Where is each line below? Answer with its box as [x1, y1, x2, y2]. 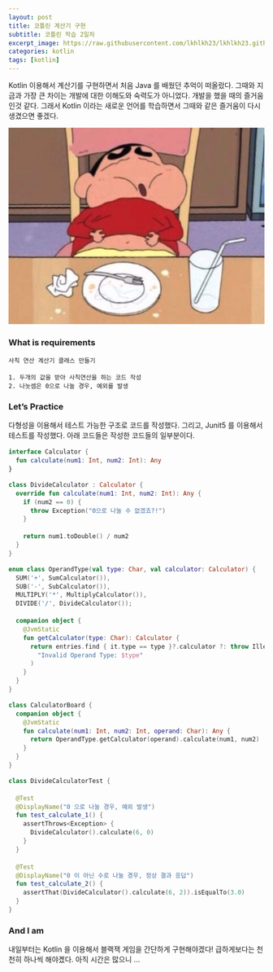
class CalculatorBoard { [8, 701, 93, 709]
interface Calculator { [8, 448, 89, 456]
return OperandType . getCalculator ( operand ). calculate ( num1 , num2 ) [29, 735, 260, 744]
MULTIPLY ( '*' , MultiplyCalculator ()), [15, 591, 148, 599]
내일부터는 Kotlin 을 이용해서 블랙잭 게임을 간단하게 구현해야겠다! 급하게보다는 [8, 944, 255, 954]
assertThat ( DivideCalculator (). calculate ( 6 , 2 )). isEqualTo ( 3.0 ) [23, 888, 245, 897]
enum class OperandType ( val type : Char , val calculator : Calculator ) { [8, 565, 257, 573]
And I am [8, 925, 45, 936]
